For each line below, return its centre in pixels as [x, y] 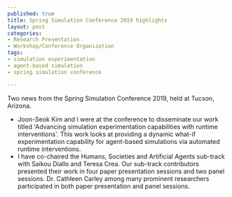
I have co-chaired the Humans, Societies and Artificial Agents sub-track [121, 156]
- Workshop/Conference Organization [61, 46]
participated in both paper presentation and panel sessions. [104, 186]
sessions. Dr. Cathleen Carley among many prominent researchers [113, 178]
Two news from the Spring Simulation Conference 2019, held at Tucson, [111, 98]
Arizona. [19, 105]
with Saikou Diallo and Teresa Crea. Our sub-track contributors [108, 163]
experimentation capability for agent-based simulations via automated [119, 141]
